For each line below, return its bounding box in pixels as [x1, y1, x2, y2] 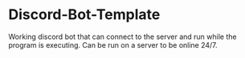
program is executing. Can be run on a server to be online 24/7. [8, 40, 218, 49]
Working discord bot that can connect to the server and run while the [8, 32, 237, 41]
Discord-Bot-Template [8, 6, 161, 24]
